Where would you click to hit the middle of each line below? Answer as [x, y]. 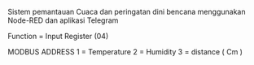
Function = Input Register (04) [58, 36]
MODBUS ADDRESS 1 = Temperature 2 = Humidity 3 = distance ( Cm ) [125, 52]
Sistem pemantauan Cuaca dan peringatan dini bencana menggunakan [127, 12]
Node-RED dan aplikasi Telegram [63, 20]
